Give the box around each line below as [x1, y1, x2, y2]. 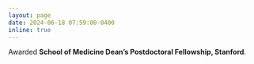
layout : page [8, 11, 51, 20]
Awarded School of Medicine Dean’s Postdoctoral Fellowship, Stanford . [8, 48, 247, 57]
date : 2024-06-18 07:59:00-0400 [8, 19, 115, 27]
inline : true [8, 26, 51, 34]
